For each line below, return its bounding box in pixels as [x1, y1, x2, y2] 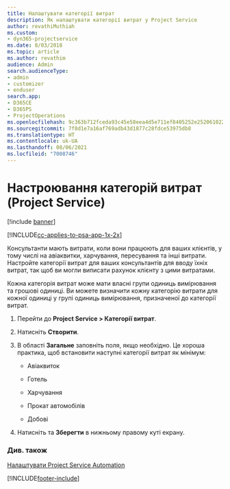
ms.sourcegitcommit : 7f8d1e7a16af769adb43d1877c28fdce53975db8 [7, 125, 192, 132]
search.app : [7, 93, 41, 100]
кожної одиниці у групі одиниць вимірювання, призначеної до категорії [7, 293, 216, 302]
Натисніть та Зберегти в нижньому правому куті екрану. [16, 428, 185, 436]
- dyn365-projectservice [7, 36, 78, 43]
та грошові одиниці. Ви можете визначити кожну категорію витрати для [7, 286, 218, 295]
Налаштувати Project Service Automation [7, 461, 125, 469]
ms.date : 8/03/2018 [7, 42, 63, 49]
